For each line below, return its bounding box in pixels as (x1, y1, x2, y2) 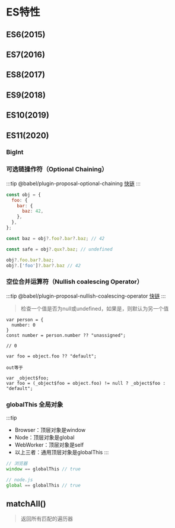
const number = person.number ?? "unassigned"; (6, 332, 126, 339)
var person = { (6, 317, 44, 323)
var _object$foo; (6, 375, 49, 381)
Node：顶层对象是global (14, 434, 75, 441)
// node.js (6, 476, 33, 483)
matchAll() (6, 498, 46, 508)
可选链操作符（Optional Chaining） (6, 165, 108, 173)
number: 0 (11, 322, 36, 328)
